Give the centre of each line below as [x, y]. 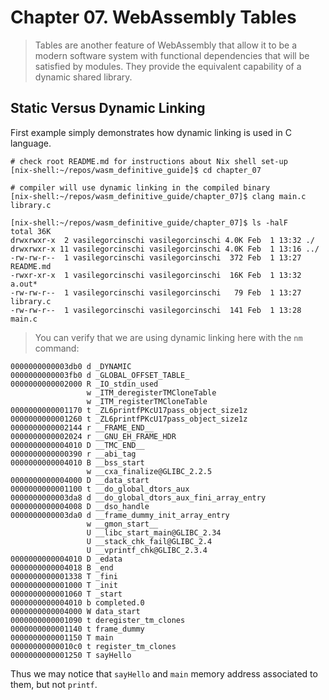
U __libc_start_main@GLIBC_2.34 [154, 532]
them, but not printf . [54, 684]
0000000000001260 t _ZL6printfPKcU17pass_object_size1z [129, 419]
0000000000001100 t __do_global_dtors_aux [100, 489]
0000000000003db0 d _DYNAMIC [71, 366]
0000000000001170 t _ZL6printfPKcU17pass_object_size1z [129, 410]
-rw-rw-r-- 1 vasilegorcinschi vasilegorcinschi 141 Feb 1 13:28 [156, 310]
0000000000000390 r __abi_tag [73, 454]
